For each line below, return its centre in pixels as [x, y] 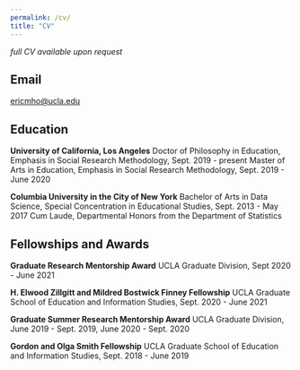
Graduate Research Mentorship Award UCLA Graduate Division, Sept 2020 [150, 265]
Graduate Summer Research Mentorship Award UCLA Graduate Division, [147, 319]
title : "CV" [32, 26]
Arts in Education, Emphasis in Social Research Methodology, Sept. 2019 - [148, 170]
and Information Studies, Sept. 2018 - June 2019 [100, 356]
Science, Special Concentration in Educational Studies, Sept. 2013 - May [145, 206]
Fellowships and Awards [80, 244]
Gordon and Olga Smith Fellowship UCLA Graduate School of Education [145, 346]
